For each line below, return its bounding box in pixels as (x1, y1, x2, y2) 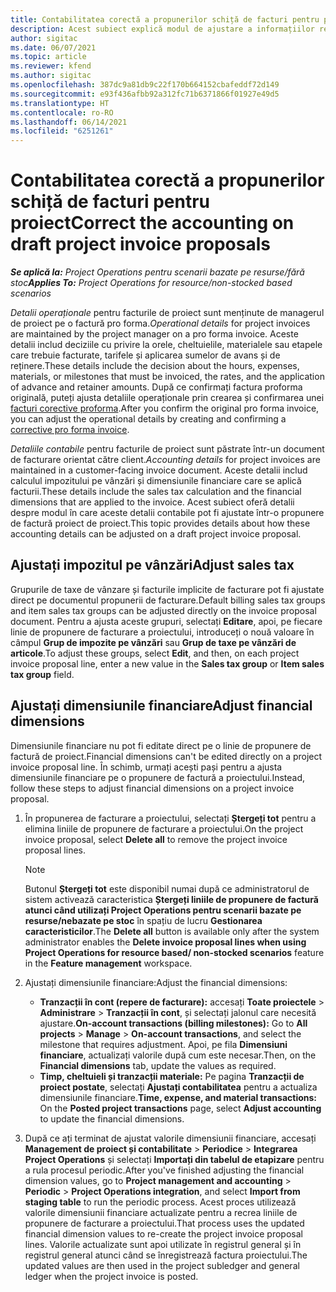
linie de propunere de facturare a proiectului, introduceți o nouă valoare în (10, 626, 315, 638)
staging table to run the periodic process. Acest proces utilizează (24, 1196, 297, 1208)
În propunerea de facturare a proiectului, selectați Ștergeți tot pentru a (24, 812, 317, 824)
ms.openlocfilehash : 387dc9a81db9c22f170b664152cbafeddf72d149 (10, 80, 280, 90)
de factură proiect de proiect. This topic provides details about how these (10, 517, 311, 530)
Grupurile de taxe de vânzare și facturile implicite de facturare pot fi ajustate (10, 583, 325, 595)
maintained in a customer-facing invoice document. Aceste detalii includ (10, 464, 308, 476)
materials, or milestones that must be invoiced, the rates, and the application (10, 371, 325, 383)
